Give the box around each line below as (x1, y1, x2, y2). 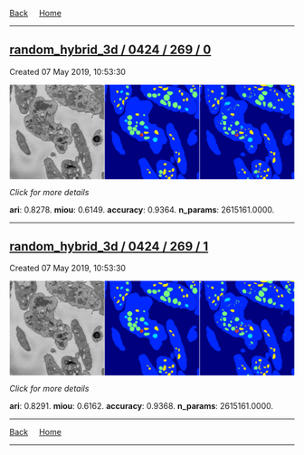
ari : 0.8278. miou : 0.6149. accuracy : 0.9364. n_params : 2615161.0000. (9, 204, 275, 215)
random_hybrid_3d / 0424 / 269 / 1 (9, 239, 209, 254)
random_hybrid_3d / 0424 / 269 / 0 (9, 43, 212, 58)
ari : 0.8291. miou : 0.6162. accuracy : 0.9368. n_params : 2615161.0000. (9, 401, 274, 412)
